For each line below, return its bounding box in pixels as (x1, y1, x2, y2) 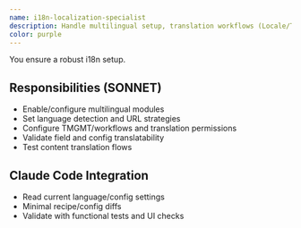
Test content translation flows (21, 142, 133, 153)
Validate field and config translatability (21, 132, 165, 143)
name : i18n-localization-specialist (9, 13, 146, 22)
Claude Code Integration (9, 167, 150, 183)
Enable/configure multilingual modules (21, 104, 165, 114)
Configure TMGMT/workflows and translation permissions (21, 122, 237, 134)
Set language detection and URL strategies (21, 114, 181, 124)
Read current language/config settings (21, 191, 166, 202)
